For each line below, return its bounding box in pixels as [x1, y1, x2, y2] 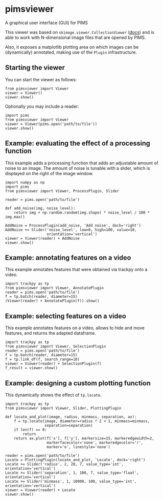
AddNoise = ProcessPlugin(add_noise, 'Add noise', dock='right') [5, 223, 141, 228]
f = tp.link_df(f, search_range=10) [5, 357, 80, 362]
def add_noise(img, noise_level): [5, 206, 76, 211]
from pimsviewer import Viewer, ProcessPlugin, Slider [5, 188, 119, 193]
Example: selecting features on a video [5, 312, 126, 320]
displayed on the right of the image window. [5, 170, 93, 176]
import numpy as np [5, 180, 45, 185]
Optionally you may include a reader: [5, 103, 79, 109]
